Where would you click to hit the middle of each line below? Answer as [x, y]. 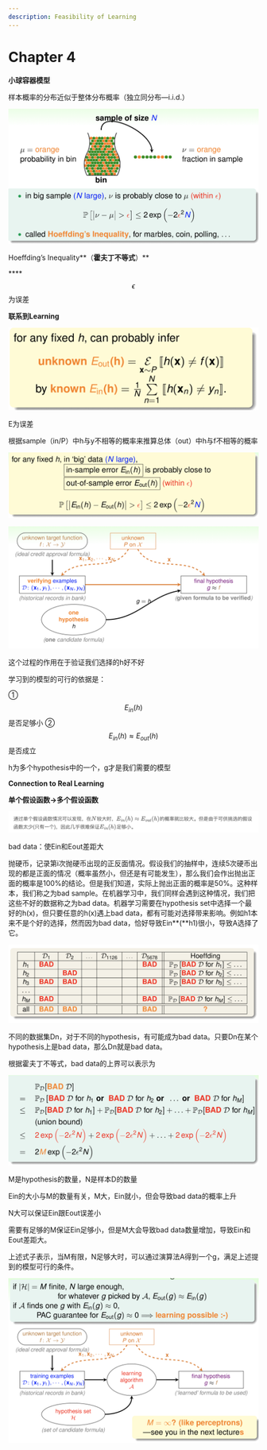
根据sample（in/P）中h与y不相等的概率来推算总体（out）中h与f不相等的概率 [133, 441]
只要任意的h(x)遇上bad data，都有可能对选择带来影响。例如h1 [150, 913]
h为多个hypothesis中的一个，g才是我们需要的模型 [89, 768]
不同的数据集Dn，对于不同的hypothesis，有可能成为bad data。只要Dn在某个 [133, 1037]
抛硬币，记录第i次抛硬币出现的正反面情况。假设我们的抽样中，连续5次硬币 [130, 864]
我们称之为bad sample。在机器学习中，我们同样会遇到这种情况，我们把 [139, 893]
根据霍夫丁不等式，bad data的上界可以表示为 [82, 1064]
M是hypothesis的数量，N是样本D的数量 [73, 1179]
